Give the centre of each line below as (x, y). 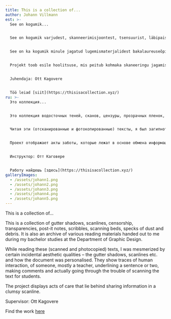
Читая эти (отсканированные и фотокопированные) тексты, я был (78, 129)
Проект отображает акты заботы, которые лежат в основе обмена (78, 143)
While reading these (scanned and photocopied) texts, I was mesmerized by (85, 249)
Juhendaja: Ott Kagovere (36, 79)
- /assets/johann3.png (34, 189)
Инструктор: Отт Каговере (37, 157)
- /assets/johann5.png (34, 199)
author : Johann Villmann (32, 15)
